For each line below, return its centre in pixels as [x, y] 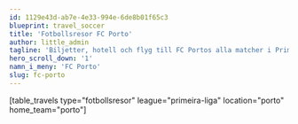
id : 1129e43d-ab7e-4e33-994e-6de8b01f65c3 [89, 17]
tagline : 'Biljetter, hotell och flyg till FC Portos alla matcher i [141, 50]
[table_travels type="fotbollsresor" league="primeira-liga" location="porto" [147, 100]
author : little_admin [49, 42]
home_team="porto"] [48, 109]
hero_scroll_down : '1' [51, 58]
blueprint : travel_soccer [57, 26]
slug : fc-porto [37, 75]
